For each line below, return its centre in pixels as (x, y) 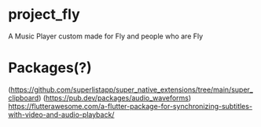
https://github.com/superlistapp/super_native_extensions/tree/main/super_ (132, 89)
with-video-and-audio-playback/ (61, 114)
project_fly (44, 15)
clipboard (24, 98)
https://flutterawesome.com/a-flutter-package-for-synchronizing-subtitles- (130, 106)
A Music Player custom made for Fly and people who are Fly (106, 36)
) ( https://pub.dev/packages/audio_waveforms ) (115, 98)
